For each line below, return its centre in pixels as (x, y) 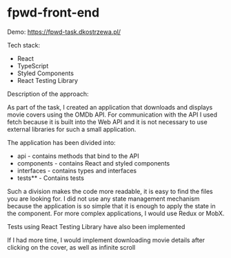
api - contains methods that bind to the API (78, 156)
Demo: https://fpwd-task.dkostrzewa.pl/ (64, 32)
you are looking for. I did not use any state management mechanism (103, 199)
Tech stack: (23, 45)
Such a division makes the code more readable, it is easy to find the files (110, 191)
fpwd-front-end (53, 13)
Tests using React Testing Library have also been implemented (96, 226)
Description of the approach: (48, 94)
